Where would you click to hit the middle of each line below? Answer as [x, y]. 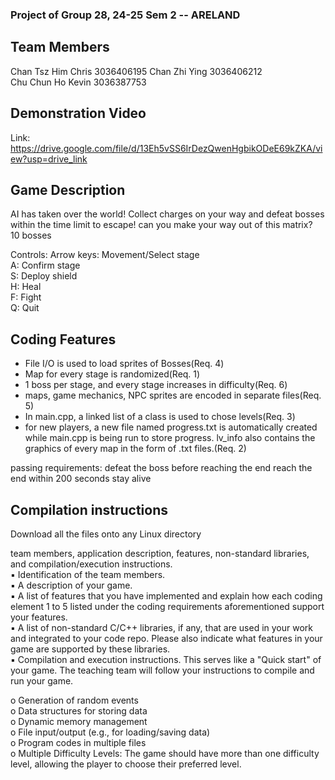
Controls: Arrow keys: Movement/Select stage [105, 255]
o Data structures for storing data [79, 710]
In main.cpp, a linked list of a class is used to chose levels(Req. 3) [160, 417]
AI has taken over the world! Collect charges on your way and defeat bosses [167, 214]
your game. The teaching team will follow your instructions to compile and [162, 670]
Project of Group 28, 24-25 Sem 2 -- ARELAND [125, 15]
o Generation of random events [74, 700]
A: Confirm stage [45, 265]
